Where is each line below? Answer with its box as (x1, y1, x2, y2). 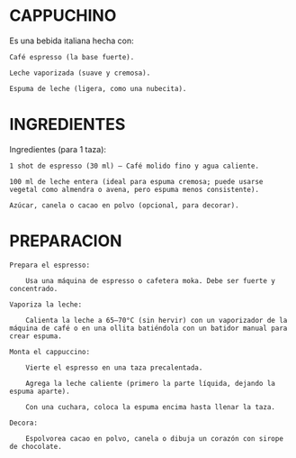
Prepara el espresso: (9, 261, 91, 270)
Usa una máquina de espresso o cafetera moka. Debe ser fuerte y (25, 276, 276, 285)
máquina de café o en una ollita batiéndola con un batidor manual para (9, 324, 288, 333)
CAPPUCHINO (9, 5, 117, 26)
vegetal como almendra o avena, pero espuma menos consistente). (9, 185, 259, 194)
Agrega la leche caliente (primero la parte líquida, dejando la (25, 379, 276, 388)
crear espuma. (9, 331, 63, 341)
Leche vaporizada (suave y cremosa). (9, 69, 151, 78)
